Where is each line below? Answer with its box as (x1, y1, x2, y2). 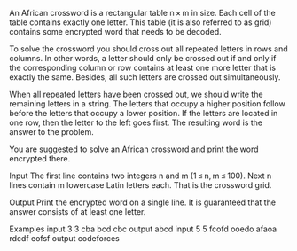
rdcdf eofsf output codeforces (9, 233, 120, 243)
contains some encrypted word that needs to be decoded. (9, 27, 222, 36)
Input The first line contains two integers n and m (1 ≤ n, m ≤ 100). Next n (9, 170, 272, 181)
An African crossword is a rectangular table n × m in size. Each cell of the (9, 8, 277, 18)
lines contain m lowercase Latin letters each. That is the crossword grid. (9, 180, 272, 190)
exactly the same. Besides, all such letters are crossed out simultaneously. (9, 72, 281, 82)
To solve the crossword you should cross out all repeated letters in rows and (9, 43, 288, 54)
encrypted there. (9, 153, 71, 163)
